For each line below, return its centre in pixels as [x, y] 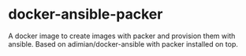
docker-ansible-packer [86, 14]
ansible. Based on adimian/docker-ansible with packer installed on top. [123, 44]
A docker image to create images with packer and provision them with [122, 36]
